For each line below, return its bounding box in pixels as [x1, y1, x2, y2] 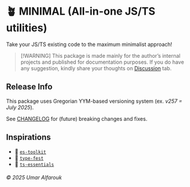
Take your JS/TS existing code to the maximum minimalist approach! [6, 41, 172, 48]
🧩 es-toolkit [14, 148, 46, 155]
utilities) [6, 21, 48, 35]
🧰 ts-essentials [14, 160, 54, 168]
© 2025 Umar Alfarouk [6, 174, 62, 181]
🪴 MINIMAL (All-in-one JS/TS [6, 5, 156, 18]
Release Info [6, 82, 53, 92]
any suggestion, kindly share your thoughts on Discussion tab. [20, 64, 172, 71]
